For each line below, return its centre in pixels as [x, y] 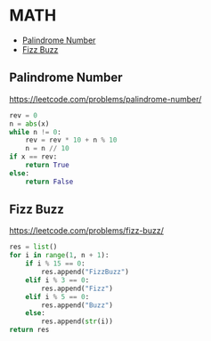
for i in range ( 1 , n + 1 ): [59, 256]
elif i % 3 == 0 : [57, 280]
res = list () [33, 247]
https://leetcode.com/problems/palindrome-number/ [105, 99]
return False [49, 182]
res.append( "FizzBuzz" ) [85, 272]
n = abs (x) [29, 124]
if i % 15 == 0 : [56, 264]
